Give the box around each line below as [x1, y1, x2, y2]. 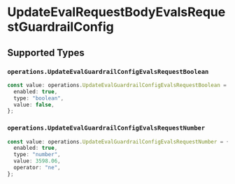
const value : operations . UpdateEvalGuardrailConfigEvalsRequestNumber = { [7, 138, 230, 145]
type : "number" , [13, 151, 61, 158]
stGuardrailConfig [7, 19, 114, 35]
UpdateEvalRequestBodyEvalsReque [7, 4, 226, 20]
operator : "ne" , [13, 164, 61, 171]
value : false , [13, 101, 55, 108]
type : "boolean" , [13, 95, 64, 102]
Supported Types [7, 47, 85, 59]
